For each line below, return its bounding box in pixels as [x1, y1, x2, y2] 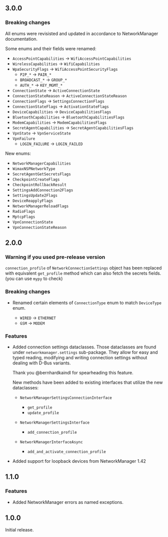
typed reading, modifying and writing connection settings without [12, 354, 147, 360]
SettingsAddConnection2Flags [12, 188, 73, 193]
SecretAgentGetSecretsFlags [12, 172, 71, 177]
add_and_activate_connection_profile [27, 449, 106, 454]
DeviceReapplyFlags [12, 198, 53, 203]
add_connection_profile [27, 430, 77, 435]
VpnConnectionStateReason [12, 225, 66, 230]
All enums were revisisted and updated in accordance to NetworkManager [5, 30, 158, 37]
